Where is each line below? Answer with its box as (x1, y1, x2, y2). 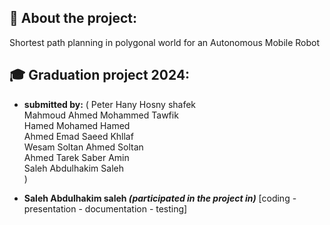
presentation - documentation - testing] (23, 202, 188, 215)
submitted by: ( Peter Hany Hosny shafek (23, 98, 197, 110)
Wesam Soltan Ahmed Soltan (23, 141, 144, 153)
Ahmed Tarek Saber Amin (23, 151, 130, 163)
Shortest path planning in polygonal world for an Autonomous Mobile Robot (9, 36, 321, 48)
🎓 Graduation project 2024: (9, 67, 191, 84)
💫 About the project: (9, 10, 138, 27)
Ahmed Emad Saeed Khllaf (23, 130, 134, 142)
